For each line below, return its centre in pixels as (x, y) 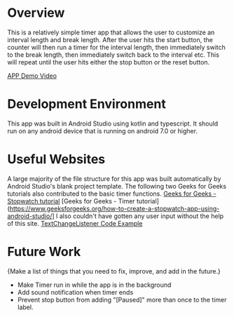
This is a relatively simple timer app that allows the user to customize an (111, 32)
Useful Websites (56, 160)
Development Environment (87, 104)
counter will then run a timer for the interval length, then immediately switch (116, 47)
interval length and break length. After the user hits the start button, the (110, 39)
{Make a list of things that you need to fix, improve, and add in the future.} (114, 271)
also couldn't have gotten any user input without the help (142, 216)
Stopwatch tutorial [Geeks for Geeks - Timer (71, 201)
